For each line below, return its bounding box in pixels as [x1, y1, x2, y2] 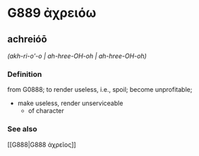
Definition [7, 69, 42, 79]
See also [7, 124, 37, 134]
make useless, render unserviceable [17, 99, 123, 107]
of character [28, 107, 65, 115]
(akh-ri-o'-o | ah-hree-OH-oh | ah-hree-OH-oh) [7, 52, 147, 60]
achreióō [7, 33, 47, 45]
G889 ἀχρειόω [7, 5, 97, 21]
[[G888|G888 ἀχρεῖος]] [7, 140, 76, 149]
